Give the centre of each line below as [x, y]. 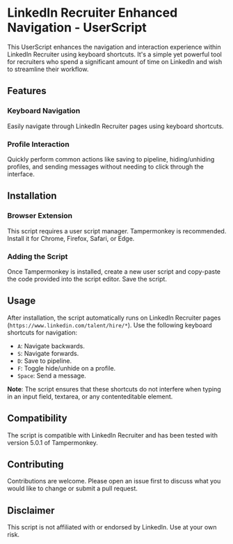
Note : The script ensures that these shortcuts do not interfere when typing [114, 389]
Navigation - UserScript [77, 28]
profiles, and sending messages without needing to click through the [105, 166]
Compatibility [37, 418]
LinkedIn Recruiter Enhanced [93, 13]
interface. [21, 174]
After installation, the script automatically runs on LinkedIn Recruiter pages [114, 318]
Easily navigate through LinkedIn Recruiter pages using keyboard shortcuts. [115, 126]
